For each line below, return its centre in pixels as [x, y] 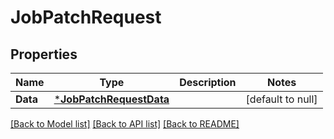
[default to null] [281, 99]
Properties [44, 54]
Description [208, 82]
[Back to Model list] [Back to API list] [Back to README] [125, 124]
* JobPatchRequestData [111, 99]
